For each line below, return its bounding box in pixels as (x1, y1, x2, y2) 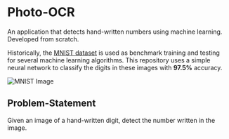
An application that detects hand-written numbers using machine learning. (7, 27, 223, 36)
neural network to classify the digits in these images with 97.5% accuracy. (7, 63, 223, 72)
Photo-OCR (7, 4, 75, 20)
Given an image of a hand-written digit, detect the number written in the (7, 116, 216, 124)
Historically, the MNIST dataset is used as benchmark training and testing (7, 48, 220, 57)
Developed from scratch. (7, 34, 79, 43)
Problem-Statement (7, 98, 96, 110)
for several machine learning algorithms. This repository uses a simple (7, 55, 211, 64)
